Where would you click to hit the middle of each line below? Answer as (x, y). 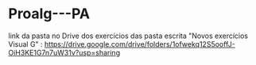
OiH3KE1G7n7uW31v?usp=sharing (64, 52)
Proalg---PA (49, 14)
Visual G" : (25, 44)
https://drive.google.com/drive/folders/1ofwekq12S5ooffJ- (140, 44)
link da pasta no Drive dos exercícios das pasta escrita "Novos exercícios (128, 36)
